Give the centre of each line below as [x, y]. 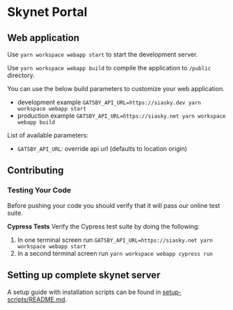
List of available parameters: [48, 135]
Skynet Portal [47, 12]
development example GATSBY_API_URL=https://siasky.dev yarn [109, 102]
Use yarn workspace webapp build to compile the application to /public [109, 68]
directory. [21, 75]
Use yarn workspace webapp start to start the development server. [103, 54]
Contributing [35, 171]
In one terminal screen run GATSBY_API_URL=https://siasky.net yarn [115, 240]
